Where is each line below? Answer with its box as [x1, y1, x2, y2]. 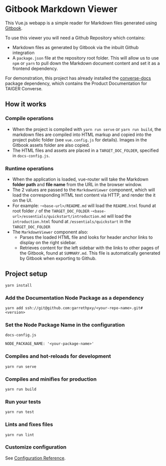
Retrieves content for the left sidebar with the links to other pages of [19, 245, 160, 251]
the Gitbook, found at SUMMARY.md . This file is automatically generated [19, 250, 161, 256]
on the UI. [12, 197, 33, 203]
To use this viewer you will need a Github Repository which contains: [5, 35, 145, 41]
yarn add [5, 306, 23, 311]
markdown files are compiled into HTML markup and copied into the [12, 132, 152, 137]
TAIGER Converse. [5, 85, 43, 91]
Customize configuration [5, 444, 67, 451]
